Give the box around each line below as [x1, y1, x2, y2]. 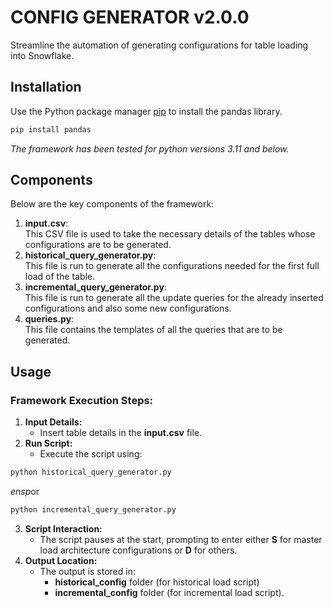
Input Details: [24, 416, 83, 428]
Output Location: [24, 554, 98, 566]
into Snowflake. [10, 49, 75, 61]
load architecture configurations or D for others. [39, 544, 238, 556]
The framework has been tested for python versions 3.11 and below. [10, 142, 290, 155]
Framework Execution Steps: [10, 393, 154, 407]
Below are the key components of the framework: [10, 198, 215, 210]
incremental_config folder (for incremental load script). [54, 586, 285, 598]
